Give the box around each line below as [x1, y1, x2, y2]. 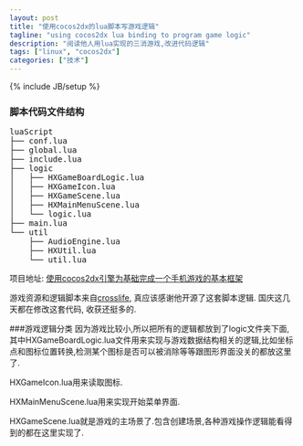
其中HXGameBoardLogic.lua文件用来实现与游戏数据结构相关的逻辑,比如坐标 [9, 334, 294, 345]
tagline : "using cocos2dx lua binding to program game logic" [9, 30, 251, 39]
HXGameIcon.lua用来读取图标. [9, 377, 123, 388]
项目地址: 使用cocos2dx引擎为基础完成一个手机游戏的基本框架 [9, 273, 244, 284]
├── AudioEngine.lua [28, 237, 120, 247]
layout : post [9, 13, 59, 23]
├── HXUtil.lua [28, 246, 97, 256]
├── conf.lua [9, 136, 68, 146]
